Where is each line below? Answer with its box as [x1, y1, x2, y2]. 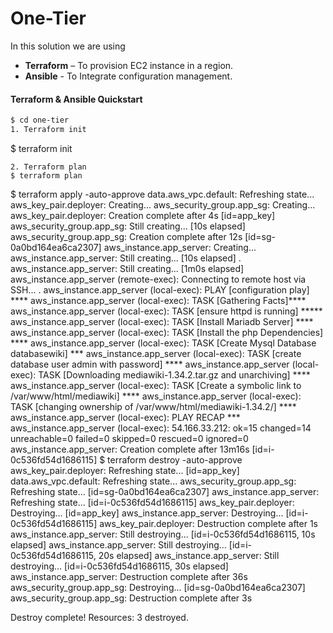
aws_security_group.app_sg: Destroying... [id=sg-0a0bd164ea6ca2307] [10, 581, 306, 593]
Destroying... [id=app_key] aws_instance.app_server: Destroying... [10, 507, 284, 519]
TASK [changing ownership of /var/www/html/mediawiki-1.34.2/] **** [10, 400, 297, 412]
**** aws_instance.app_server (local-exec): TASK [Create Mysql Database [10, 337, 317, 349]
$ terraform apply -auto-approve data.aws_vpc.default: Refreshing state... [10, 188, 315, 200]
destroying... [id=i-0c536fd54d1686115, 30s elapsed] [10, 560, 229, 572]
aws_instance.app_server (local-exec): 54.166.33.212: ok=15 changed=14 [10, 422, 312, 434]
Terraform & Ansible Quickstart [10, 93, 143, 105]
